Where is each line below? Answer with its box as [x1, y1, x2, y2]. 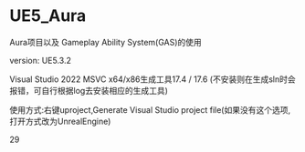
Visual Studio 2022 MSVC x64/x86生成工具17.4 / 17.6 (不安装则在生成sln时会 [9, 74, 296, 85]
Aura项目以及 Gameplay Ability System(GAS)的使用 [9, 36, 203, 47]
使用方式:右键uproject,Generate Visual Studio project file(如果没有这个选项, [9, 104, 290, 115]
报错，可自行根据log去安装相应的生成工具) [9, 85, 169, 96]
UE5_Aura [9, 5, 87, 26]
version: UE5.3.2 [9, 55, 71, 66]
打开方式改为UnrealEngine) [9, 116, 111, 127]
